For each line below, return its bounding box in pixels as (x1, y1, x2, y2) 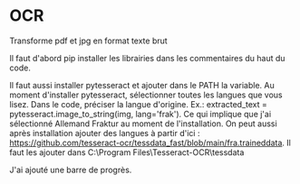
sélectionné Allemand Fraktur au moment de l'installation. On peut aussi (9, 118, 278, 129)
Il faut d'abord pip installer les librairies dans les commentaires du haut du (9, 52, 285, 63)
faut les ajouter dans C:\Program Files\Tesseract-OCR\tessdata (9, 146, 245, 158)
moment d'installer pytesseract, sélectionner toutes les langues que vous (9, 89, 283, 100)
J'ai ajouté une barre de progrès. (9, 164, 132, 175)
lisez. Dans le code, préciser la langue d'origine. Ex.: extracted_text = (9, 98, 267, 109)
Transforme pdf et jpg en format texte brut (9, 35, 168, 46)
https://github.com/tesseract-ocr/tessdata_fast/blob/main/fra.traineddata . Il (9, 137, 292, 148)
